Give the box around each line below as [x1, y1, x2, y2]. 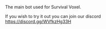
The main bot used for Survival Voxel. [5, 4, 81, 10]
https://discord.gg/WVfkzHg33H [5, 19, 71, 24]
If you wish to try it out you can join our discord [5, 14, 101, 19]
